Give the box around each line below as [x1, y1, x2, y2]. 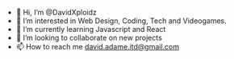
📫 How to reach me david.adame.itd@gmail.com [15, 42, 180, 51]
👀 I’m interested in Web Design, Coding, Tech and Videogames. [15, 16, 228, 26]
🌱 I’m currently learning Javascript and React [15, 25, 166, 33]
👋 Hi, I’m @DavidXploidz [15, 8, 97, 17]
